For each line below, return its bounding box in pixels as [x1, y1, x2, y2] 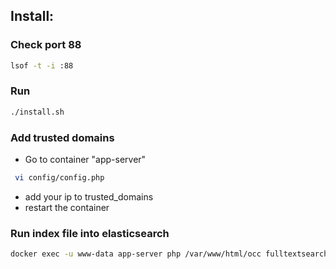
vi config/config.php [14, 173, 105, 183]
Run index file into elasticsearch [10, 226, 170, 240]
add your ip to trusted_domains [24, 190, 154, 203]
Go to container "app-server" [24, 154, 147, 166]
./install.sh [10, 107, 65, 117]
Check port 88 [10, 38, 82, 52]
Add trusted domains [10, 130, 115, 144]
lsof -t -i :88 [10, 60, 74, 71]
